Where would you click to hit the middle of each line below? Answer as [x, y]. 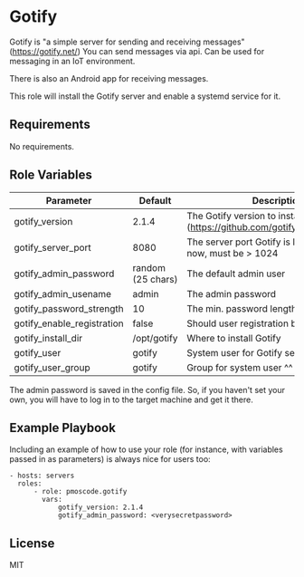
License [32, 543]
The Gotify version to [232, 216]
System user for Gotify [235, 352]
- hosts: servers [42, 476]
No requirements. [42, 146]
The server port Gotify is [239, 242]
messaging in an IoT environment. [72, 61]
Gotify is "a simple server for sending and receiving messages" [128, 42]
